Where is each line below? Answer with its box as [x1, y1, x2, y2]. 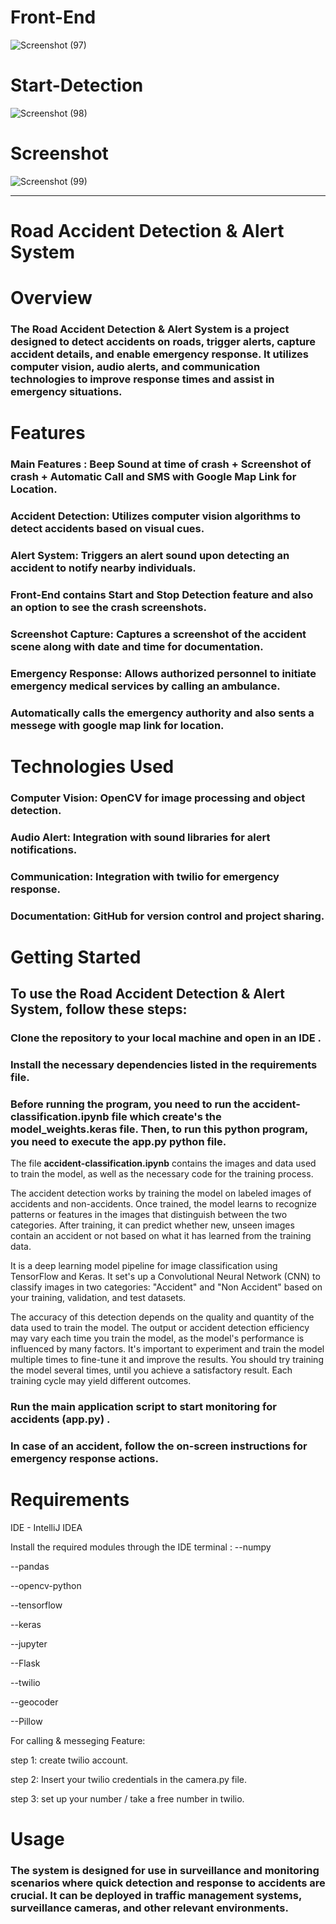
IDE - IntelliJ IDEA [10, 1522, 83, 1534]
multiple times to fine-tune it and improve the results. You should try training [10, 1354, 324, 1366]
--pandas [10, 1561, 50, 1573]
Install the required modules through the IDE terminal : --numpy [10, 1541, 272, 1553]
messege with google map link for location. [10, 718, 225, 732]
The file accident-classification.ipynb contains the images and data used [10, 1157, 317, 1170]
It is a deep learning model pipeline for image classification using [10, 1260, 278, 1272]
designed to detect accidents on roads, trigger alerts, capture [10, 335, 317, 349]
